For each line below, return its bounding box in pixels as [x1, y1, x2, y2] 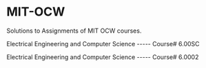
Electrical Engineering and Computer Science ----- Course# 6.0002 [6, 52, 199, 61]
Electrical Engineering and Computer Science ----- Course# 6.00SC [6, 39, 200, 48]
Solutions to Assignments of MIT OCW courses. [6, 27, 142, 35]
